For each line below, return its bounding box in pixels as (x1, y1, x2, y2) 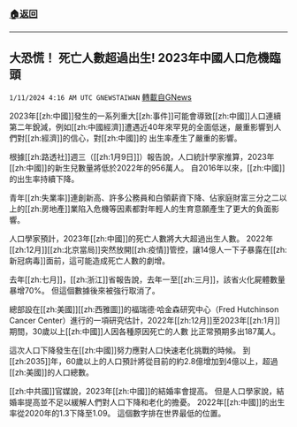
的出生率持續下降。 (9, 174, 80, 185)
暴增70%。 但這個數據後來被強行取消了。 (9, 286, 161, 296)
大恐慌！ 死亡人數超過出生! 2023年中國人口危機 (9, 50, 270, 65)
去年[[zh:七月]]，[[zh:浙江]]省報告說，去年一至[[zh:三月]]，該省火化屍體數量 (9, 274, 286, 285)
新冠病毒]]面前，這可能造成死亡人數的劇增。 (9, 255, 171, 266)
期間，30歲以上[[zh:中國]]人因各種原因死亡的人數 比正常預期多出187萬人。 (9, 326, 281, 337)
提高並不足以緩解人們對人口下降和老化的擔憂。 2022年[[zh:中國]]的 (24, 397, 270, 408)
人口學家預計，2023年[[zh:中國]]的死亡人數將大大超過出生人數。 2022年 (9, 233, 274, 244)
